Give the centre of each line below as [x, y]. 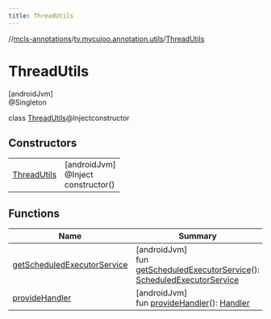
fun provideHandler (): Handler [193, 303]
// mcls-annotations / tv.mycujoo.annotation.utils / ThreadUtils [106, 39]
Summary [198, 236]
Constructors [43, 143]
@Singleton [27, 102]
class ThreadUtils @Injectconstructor [69, 118]
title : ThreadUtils [41, 16]
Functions [34, 213]
